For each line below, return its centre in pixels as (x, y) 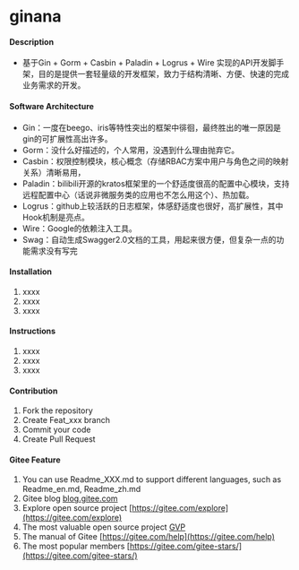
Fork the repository (58, 410)
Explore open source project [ (77, 508)
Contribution (34, 391)
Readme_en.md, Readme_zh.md (81, 489)
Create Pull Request (59, 439)
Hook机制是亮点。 (56, 217)
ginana (35, 17)
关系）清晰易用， (54, 172)
